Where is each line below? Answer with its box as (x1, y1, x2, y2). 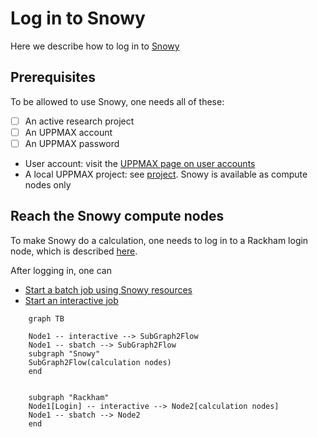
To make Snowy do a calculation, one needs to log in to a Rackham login (10, 234, 309, 246)
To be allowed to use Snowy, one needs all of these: (10, 95, 225, 107)
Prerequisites (10, 69, 96, 86)
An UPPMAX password (24, 137, 120, 149)
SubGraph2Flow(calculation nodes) (28, 357, 172, 367)
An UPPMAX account (24, 126, 113, 138)
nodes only (24, 178, 72, 191)
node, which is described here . (10, 245, 138, 257)
